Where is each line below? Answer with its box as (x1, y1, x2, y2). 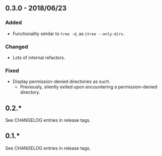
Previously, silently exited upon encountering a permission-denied (20, 84, 157, 90)
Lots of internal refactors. (12, 54, 65, 60)
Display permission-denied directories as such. (12, 79, 111, 85)
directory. (20, 89, 40, 95)
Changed (5, 43, 29, 50)
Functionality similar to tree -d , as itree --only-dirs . (12, 30, 125, 37)
